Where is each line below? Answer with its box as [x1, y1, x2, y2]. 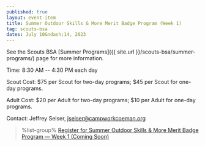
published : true [6, 9, 48, 15]
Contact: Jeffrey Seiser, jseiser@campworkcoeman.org [6, 115, 146, 122]
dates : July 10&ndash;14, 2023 [6, 32, 86, 38]
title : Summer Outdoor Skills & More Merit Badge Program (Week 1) [6, 20, 182, 26]
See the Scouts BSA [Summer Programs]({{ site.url [6, 48, 135, 55]
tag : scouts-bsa [6, 26, 48, 32]
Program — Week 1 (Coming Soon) [21, 133, 110, 141]
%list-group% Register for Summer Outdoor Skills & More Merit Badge [21, 127, 199, 134]
